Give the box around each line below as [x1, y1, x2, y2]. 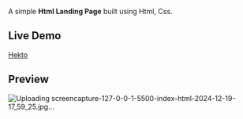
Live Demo [8, 29, 62, 42]
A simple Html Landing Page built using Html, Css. [8, 7, 173, 16]
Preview [8, 73, 50, 86]
